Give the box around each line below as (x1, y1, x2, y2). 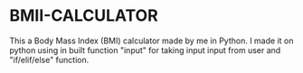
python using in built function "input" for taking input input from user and (9, 44, 281, 55)
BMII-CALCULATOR (9, 5, 158, 26)
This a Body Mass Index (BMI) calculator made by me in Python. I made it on (9, 35, 294, 46)
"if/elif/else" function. (9, 54, 90, 65)
